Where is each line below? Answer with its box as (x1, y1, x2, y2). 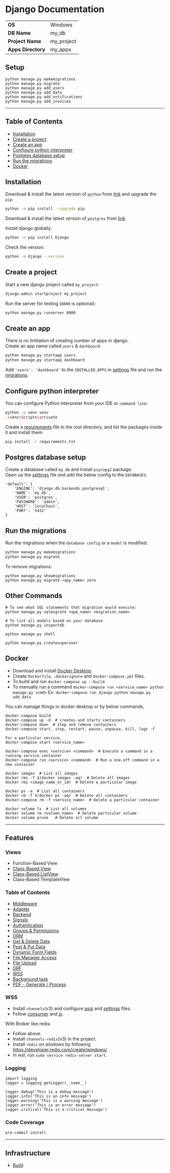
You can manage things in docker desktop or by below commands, (5, 703, 145, 710)
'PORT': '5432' (14, 508, 47, 514)
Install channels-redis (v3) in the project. (12, 1036, 97, 1042)
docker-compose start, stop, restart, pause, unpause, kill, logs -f (5, 726, 155, 731)
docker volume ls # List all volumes (5, 806, 87, 811)
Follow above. (12, 1030, 42, 1036)
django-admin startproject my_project (5, 291, 87, 296)
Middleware (12, 901, 37, 907)
